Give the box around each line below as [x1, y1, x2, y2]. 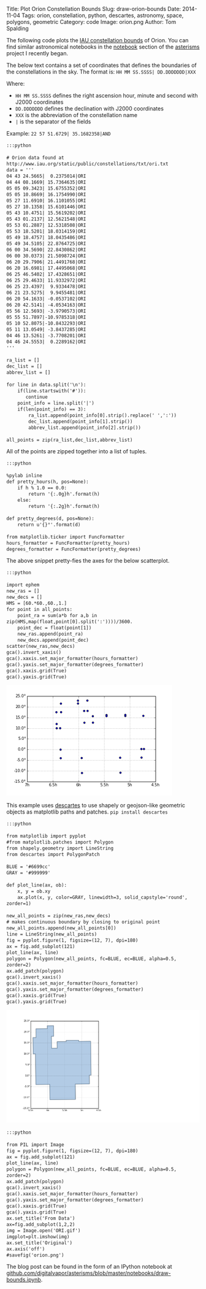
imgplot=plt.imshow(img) [6, 1234, 70, 1240]
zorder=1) [6, 901, 32, 907]
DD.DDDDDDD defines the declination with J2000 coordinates [15, 105, 164, 112]
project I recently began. [6, 50, 69, 57]
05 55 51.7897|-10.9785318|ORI [6, 314, 86, 320]
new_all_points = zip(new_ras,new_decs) [6, 913, 112, 919]
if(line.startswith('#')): [17, 388, 86, 394]
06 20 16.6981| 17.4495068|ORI [6, 265, 86, 271]
